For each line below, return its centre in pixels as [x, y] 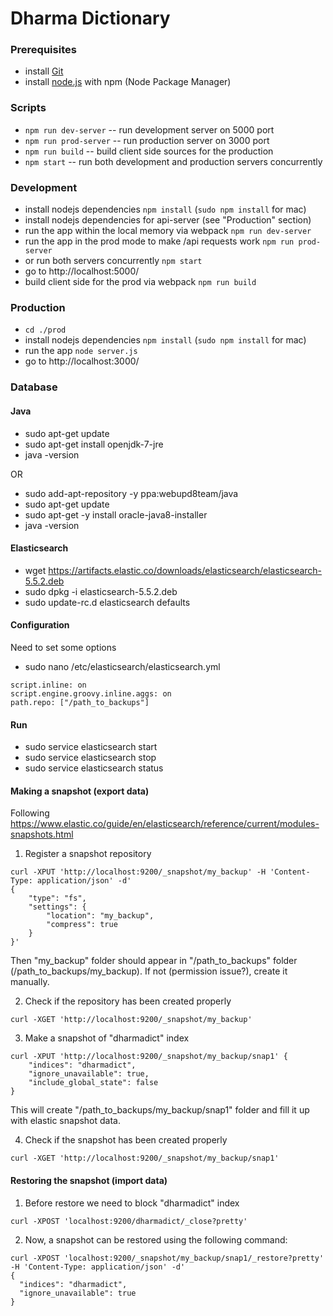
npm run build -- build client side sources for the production [149, 151]
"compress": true [82, 925]
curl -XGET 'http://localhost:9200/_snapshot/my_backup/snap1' [145, 1158]
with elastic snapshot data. [66, 1121]
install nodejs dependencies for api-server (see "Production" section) [168, 220]
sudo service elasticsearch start [91, 747]
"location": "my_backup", [100, 916]
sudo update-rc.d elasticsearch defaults [107, 602]
